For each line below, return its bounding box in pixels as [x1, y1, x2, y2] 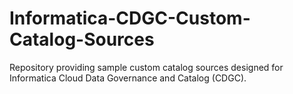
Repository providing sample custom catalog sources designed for [9, 61, 284, 73]
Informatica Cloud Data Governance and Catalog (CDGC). [9, 72, 247, 84]
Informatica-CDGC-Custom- [9, 7, 251, 30]
